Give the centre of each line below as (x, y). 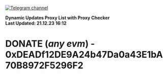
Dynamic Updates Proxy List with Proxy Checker (58, 18)
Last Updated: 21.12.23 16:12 (36, 23)
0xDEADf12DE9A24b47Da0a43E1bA (84, 55)
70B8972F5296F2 (44, 66)
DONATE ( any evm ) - (50, 44)
